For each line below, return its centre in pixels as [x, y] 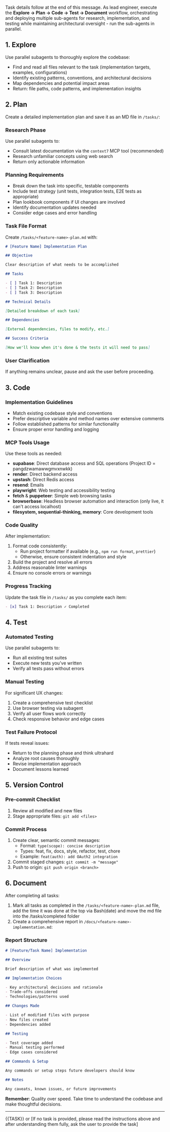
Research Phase [26, 130]
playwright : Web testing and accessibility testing [64, 490]
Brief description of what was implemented [52, 969]
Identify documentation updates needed [54, 207]
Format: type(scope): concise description [65, 845]
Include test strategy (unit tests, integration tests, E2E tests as [77, 191]
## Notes [14, 1080]
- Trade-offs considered [31, 992]
